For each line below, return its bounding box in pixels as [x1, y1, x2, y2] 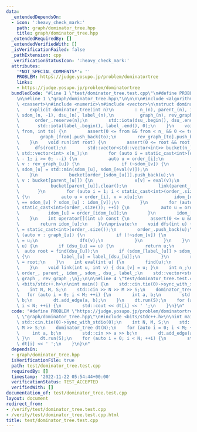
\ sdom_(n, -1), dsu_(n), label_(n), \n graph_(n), [16, 112, 167, 118]
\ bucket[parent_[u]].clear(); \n [16, 183, 127, 189]
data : [6, 8, 19, 15]
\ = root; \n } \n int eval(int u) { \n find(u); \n [16, 259, 172, 266]
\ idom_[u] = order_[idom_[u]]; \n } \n [16, 210, 157, 216]
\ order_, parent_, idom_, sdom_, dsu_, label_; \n [16, 270, 143, 276]
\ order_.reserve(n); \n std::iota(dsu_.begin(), [16, 118, 169, 124]
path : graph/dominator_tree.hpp [16, 25, 96, 31]
